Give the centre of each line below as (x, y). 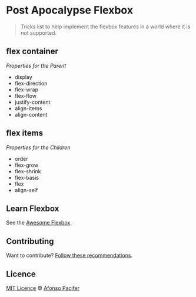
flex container (32, 52)
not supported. (39, 32)
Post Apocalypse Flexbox (70, 10)
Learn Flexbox (33, 208)
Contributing (30, 241)
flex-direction (31, 83)
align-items (28, 108)
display (23, 77)
